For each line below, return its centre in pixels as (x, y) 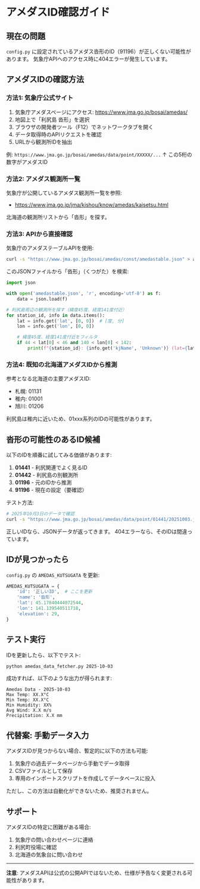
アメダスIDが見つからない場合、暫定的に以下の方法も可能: (77, 751)
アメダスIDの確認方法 (45, 79)
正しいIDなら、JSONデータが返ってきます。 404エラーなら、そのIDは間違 (97, 531)
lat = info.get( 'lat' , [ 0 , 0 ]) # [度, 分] (71, 321)
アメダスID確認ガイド (58, 12)
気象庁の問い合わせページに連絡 (54, 840)
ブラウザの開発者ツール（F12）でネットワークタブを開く (84, 127)
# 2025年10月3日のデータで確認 (40, 514)
